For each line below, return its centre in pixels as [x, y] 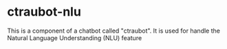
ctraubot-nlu [44, 12]
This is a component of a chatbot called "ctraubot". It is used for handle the [113, 31]
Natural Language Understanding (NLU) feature [75, 37]
